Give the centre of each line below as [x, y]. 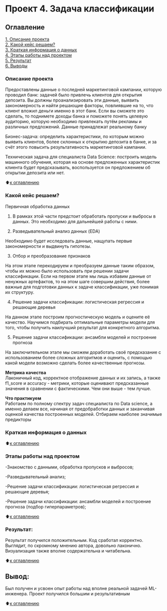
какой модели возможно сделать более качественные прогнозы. [75, 363]
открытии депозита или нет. [35, 173]
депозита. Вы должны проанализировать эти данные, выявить [72, 100]
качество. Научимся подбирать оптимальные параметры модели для [80, 322]
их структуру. [20, 292]
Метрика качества [26, 372]
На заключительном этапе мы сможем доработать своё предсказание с [83, 352]
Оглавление [25, 27]
